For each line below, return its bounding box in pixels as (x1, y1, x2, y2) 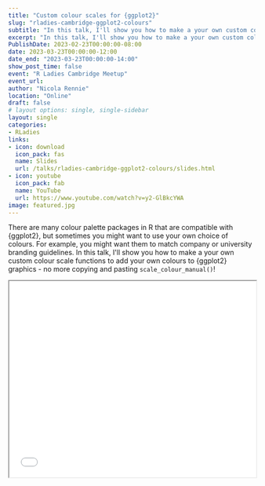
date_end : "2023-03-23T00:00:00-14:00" (8, 56, 139, 64)
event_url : (8, 77, 44, 85)
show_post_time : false (8, 63, 82, 71)
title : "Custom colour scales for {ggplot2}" (8, 11, 159, 20)
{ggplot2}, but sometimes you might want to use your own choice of (8, 231, 229, 240)
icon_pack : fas (15, 150, 65, 158)
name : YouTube (15, 186, 61, 195)
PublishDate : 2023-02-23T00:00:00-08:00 (8, 41, 143, 49)
